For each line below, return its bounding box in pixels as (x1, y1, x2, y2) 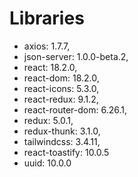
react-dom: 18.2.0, (23, 72, 100, 84)
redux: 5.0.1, (23, 114, 74, 126)
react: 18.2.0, (23, 61, 78, 73)
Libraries (9, 7, 85, 30)
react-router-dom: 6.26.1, (23, 103, 127, 116)
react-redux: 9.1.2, (23, 93, 99, 105)
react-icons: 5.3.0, (23, 82, 100, 94)
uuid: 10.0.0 (23, 157, 72, 169)
